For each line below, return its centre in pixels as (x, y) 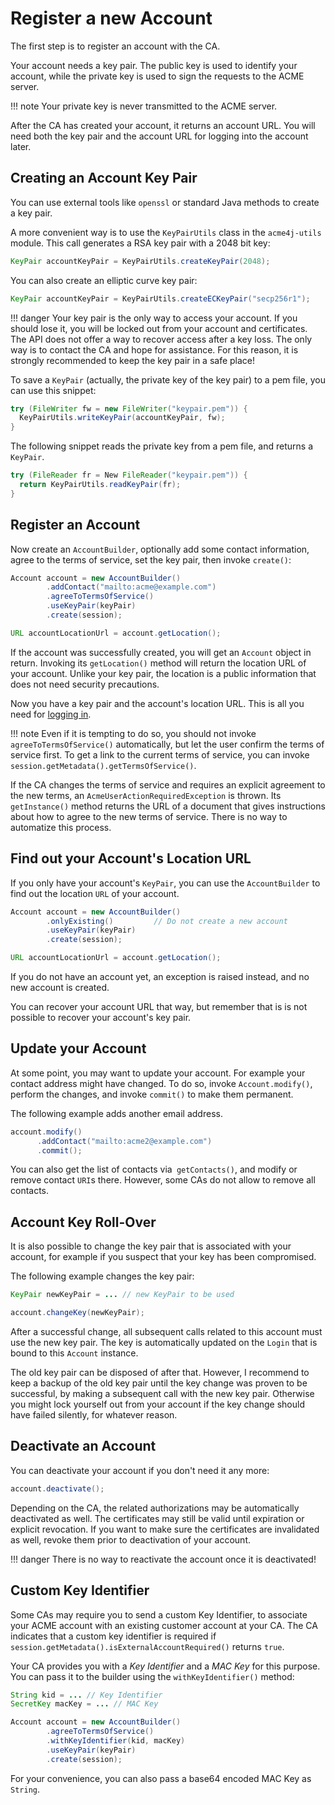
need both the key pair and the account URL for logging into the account (159, 136)
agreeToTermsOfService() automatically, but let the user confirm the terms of (167, 744)
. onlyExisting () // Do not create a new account (167, 921)
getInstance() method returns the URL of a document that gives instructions (168, 806)
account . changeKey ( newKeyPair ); (77, 1313)
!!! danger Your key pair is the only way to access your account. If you (154, 318)
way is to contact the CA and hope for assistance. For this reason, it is (154, 349)
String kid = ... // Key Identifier (86, 1695)
